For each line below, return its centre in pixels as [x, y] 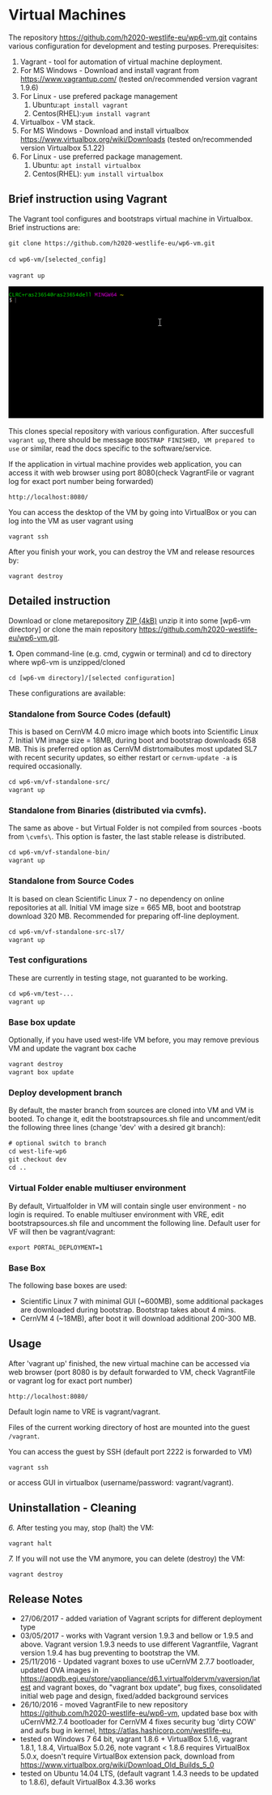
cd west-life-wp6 [38, 1152]
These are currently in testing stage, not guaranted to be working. [118, 978]
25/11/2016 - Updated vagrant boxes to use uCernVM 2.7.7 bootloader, [137, 1662]
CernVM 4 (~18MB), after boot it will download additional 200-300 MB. [138, 1318]
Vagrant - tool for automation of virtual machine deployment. [121, 62]
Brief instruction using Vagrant [88, 199]
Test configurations [48, 960]
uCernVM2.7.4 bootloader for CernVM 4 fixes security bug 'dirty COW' [138, 1722]
